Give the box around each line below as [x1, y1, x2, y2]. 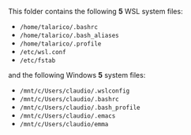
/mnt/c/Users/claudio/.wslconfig [19, 87, 130, 95]
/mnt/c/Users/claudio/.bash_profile [19, 104, 140, 111]
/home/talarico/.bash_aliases [19, 31, 120, 39]
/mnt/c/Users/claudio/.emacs [19, 112, 116, 120]
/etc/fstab [19, 57, 56, 64]
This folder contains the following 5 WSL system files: [8, 7, 183, 16]
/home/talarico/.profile [19, 40, 102, 48]
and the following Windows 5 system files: [8, 71, 146, 79]
